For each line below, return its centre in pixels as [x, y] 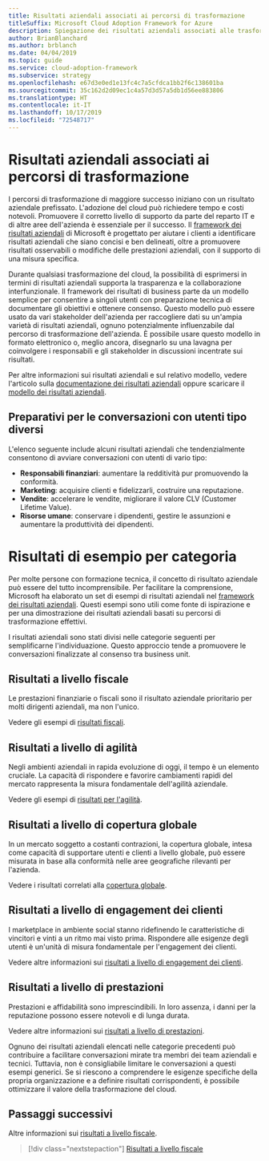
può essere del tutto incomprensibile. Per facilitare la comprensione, [121, 587]
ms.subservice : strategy [50, 75]
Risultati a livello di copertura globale [103, 825]
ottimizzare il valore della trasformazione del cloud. [93, 1089]
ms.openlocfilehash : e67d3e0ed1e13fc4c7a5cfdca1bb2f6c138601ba [116, 83]
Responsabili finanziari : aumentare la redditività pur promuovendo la [134, 473]
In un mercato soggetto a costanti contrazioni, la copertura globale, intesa [130, 844]
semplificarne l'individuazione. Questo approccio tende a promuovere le [127, 645]
